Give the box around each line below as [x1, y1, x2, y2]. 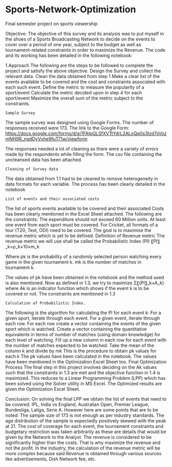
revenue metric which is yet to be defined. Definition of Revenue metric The [5, 232, 165, 239]
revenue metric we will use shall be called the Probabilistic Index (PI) [5, 238, 150, 244]
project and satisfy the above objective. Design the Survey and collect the [5, 68, 161, 74]
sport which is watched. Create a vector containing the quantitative [5, 326, 147, 332]
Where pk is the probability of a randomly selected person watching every [5, 253, 162, 260]
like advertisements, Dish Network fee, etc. [5, 456, 96, 462]
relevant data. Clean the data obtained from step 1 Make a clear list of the [5, 73, 160, 79]
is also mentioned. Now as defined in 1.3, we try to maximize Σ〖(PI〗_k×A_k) [5, 280, 164, 286]
